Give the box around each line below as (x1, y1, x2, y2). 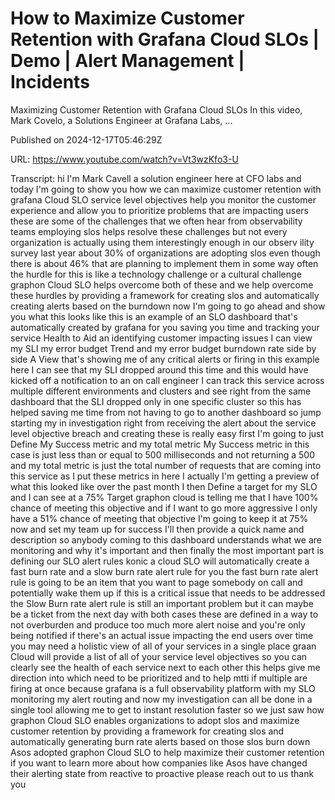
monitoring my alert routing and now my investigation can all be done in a (10, 693, 313, 705)
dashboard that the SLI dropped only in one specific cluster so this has (10, 395, 302, 407)
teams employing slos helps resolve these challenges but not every (10, 225, 288, 237)
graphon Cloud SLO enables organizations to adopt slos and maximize (10, 714, 300, 726)
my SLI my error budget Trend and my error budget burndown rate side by (10, 342, 317, 354)
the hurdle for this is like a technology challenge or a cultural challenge (10, 268, 302, 280)
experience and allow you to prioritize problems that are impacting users (10, 204, 309, 216)
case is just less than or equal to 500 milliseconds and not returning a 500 (10, 448, 316, 461)
